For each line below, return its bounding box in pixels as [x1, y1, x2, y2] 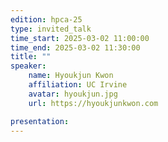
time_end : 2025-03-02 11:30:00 [10, 42, 141, 53]
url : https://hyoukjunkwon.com [28, 98, 159, 108]
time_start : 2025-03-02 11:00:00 [10, 33, 150, 43]
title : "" [10, 52, 52, 62]
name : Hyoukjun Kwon [28, 71, 114, 81]
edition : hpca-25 [10, 14, 83, 25]
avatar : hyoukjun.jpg [28, 89, 118, 99]
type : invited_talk [10, 24, 92, 34]
